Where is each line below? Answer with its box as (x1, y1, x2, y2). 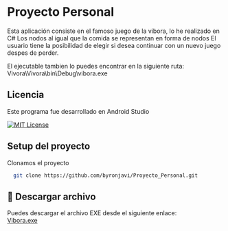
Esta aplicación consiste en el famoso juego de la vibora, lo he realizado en (7, 27, 220, 35)
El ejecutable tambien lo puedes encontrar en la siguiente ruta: (7, 62, 184, 70)
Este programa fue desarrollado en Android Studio (7, 107, 150, 115)
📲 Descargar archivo (7, 191, 96, 202)
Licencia (7, 89, 45, 101)
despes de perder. (7, 49, 59, 57)
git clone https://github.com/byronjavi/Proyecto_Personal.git (13, 172, 198, 179)
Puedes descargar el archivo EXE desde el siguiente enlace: (7, 209, 177, 217)
